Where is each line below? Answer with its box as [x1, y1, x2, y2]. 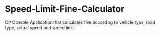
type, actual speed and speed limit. [5, 24, 75, 30]
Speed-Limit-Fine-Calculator [5, 3, 124, 15]
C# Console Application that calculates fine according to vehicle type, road [5, 19, 156, 25]
